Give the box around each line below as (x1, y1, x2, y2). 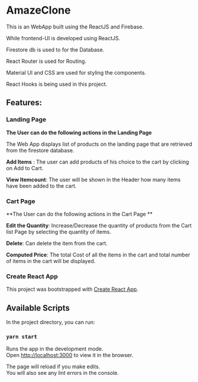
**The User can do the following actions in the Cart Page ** (6, 210, 152, 217)
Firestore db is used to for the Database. (6, 46, 105, 53)
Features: (6, 98, 43, 108)
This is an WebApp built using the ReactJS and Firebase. (6, 23, 144, 30)
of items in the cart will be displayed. (6, 257, 96, 264)
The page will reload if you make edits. (6, 363, 100, 370)
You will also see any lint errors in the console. (6, 370, 119, 377)
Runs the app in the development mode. (6, 345, 103, 352)
